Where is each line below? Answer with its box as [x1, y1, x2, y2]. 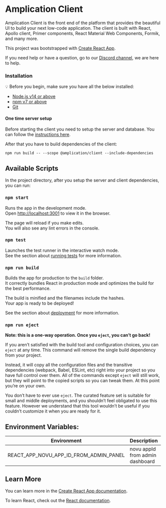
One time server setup [5, 115, 52, 121]
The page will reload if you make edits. [5, 220, 84, 226]
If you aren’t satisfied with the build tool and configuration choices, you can [5, 342, 159, 348]
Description [129, 437, 158, 444]
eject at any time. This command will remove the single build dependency [5, 347, 156, 353]
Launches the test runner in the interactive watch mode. [5, 247, 120, 253]
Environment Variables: [5, 422, 79, 431]
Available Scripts [5, 164, 58, 173]
